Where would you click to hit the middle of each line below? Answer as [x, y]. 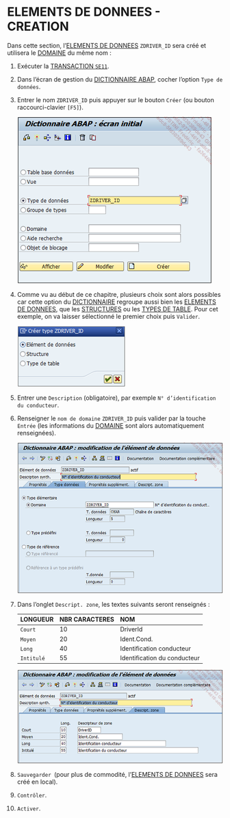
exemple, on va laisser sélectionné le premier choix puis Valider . [108, 316]
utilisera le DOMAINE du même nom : [59, 53]
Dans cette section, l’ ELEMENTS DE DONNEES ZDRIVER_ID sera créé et [107, 45]
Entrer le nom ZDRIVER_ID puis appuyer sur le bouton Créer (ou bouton [115, 99]
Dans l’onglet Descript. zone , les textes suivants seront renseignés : [113, 604]
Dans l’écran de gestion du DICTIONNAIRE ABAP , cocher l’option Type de [120, 79]
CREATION [38, 26]
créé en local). [37, 782]
